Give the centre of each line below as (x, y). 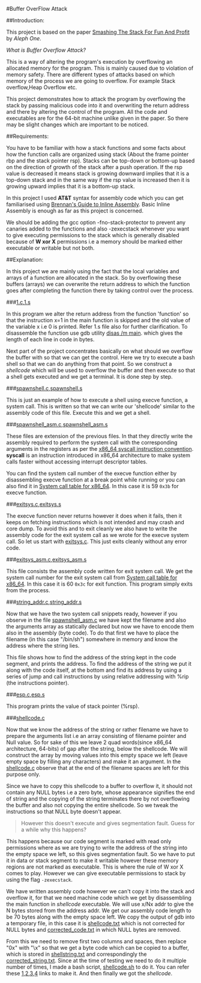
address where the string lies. (43, 646)
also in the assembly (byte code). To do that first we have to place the (92, 633)
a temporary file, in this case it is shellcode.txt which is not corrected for (96, 923)
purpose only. (23, 774)
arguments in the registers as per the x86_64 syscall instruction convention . (100, 449)
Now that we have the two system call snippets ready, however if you (92, 614)
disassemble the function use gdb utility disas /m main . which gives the (94, 333)
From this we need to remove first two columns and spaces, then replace (97, 941)
